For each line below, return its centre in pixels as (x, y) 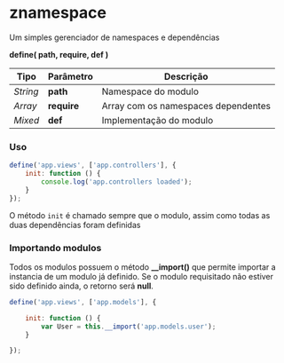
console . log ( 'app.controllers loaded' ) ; (117, 181)
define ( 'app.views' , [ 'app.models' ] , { (83, 302)
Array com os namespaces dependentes (186, 106)
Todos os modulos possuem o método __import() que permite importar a (143, 267)
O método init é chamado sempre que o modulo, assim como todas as (140, 215)
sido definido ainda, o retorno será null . (81, 286)
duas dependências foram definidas (75, 225)
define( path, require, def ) (59, 54)
